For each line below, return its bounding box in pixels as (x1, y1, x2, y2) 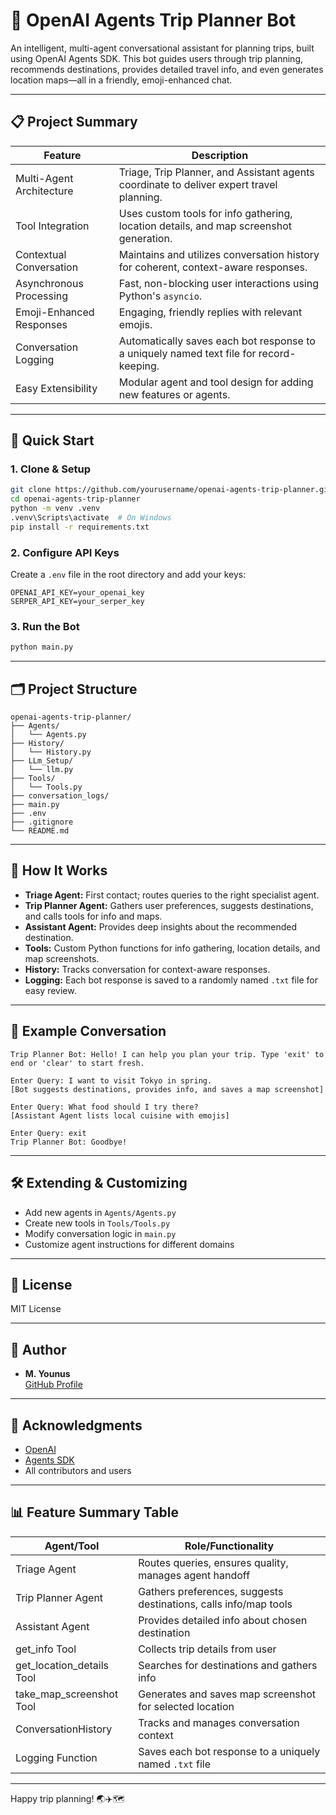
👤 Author (10, 1341, 67, 1358)
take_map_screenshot (15, 1687, 119, 1701)
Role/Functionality (184, 1539, 275, 1553)
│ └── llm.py (10, 765, 74, 775)
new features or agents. (118, 387, 231, 401)
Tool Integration (15, 219, 90, 233)
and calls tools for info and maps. (24, 910, 163, 922)
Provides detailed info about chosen (138, 1613, 308, 1627)
